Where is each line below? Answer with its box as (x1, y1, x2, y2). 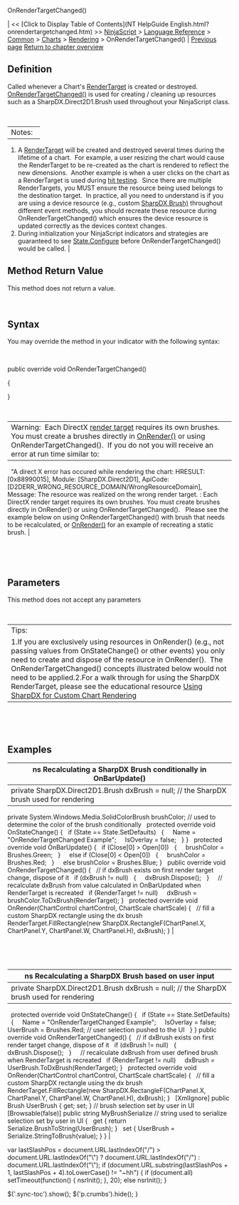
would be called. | (17, 244, 70, 253)
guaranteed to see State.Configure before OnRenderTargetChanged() (17, 236, 221, 245)
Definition (7, 64, 52, 76)
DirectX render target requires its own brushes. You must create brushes (7, 498, 221, 506)
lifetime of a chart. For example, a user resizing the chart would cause (17, 153, 225, 161)
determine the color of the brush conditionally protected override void (7, 820, 216, 829)
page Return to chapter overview (7, 43, 105, 51)
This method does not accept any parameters (7, 595, 142, 604)
